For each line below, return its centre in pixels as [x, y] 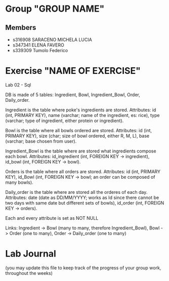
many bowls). [19, 182]
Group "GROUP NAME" [55, 9]
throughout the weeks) [29, 273]
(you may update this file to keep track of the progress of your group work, [83, 268]
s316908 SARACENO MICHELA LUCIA [52, 39]
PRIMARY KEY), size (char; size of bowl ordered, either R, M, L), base [77, 136]
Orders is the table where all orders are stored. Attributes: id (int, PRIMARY [83, 171]
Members [21, 28]
